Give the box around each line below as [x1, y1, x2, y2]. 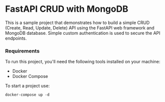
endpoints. [5, 35, 27, 41]
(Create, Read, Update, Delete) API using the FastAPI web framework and [5, 25, 155, 30]
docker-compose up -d [5, 92, 50, 98]
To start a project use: [5, 83, 50, 89]
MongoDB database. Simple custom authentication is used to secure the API [5, 30, 161, 36]
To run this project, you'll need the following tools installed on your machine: [5, 59, 161, 65]
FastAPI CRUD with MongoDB [5, 3, 128, 15]
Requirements [5, 48, 40, 54]
